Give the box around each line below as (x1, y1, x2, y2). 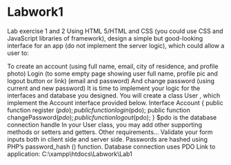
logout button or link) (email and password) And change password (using (7, 76, 215, 85)
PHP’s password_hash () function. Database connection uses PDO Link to (7, 142, 216, 151)
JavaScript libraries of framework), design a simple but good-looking (7, 34, 203, 42)
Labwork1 (7, 4, 64, 20)
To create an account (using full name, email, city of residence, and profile (7, 62, 219, 70)
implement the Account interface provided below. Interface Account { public (7, 98, 223, 107)
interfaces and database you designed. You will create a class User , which (7, 91, 221, 100)
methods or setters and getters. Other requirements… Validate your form (7, 128, 213, 136)
